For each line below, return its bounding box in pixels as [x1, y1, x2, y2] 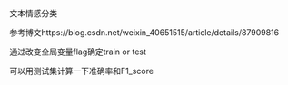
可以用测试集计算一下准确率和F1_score [9, 66, 154, 76]
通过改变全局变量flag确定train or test [9, 46, 147, 57]
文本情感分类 [9, 8, 57, 18]
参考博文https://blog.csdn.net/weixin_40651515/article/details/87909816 [9, 27, 280, 38]
